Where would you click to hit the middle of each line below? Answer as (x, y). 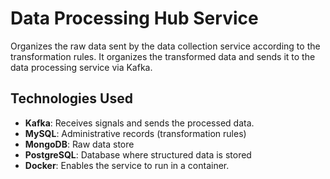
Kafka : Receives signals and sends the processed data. (139, 123)
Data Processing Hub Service (134, 18)
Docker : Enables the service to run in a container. (127, 165)
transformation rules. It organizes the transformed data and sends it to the (163, 56)
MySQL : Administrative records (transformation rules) (135, 133)
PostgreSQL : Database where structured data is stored (138, 154)
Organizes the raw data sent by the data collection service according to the (165, 46)
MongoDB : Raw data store (79, 144)
